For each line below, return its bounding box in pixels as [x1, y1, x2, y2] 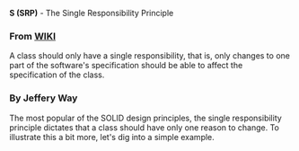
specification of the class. [9, 69, 105, 80]
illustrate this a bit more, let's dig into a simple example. [9, 131, 215, 142]
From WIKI [9, 30, 57, 42]
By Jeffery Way [9, 92, 78, 104]
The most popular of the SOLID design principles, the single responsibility [9, 112, 283, 123]
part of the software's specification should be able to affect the [9, 60, 243, 71]
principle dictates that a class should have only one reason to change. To [9, 121, 280, 133]
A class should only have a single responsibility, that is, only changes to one [9, 50, 290, 61]
